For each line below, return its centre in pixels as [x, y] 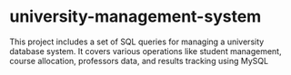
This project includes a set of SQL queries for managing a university [137, 42]
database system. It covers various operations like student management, [145, 51]
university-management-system [135, 17]
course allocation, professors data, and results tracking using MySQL [139, 61]
